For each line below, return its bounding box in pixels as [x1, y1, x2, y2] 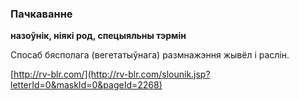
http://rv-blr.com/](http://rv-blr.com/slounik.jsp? [13, 68, 211, 81]
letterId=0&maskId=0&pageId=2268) [10, 79, 163, 91]
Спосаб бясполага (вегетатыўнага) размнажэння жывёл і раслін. [10, 49, 290, 61]
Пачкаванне [10, 7, 73, 21]
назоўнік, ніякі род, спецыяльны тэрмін [10, 30, 187, 42]
